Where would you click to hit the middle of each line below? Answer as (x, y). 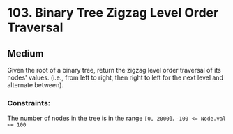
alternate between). (36, 85)
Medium (25, 53)
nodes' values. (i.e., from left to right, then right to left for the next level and (115, 77)
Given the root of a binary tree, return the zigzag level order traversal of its (114, 70)
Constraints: (29, 103)
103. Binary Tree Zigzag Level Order (113, 13)
